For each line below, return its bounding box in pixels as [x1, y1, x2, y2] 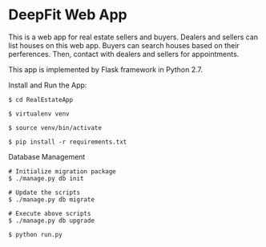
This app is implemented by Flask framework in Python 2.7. [8, 64, 203, 74]
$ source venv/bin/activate [8, 123, 103, 132]
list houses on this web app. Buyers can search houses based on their [8, 40, 240, 50]
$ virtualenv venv [8, 110, 70, 118]
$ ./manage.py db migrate [8, 195, 95, 204]
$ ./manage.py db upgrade [8, 217, 95, 225]
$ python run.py [8, 230, 62, 238]
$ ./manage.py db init [8, 174, 84, 182]
